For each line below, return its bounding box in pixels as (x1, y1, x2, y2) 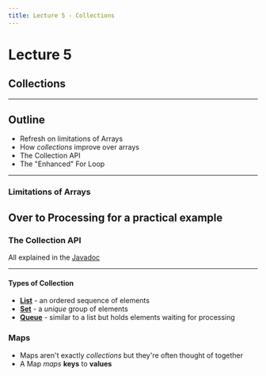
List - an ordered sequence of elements (19, 296, 150, 306)
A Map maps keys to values (19, 359, 112, 368)
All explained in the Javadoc (8, 253, 101, 262)
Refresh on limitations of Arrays (19, 134, 123, 143)
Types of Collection (8, 278, 74, 287)
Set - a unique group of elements (19, 304, 128, 313)
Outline (8, 113, 45, 127)
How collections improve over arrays (19, 142, 140, 152)
